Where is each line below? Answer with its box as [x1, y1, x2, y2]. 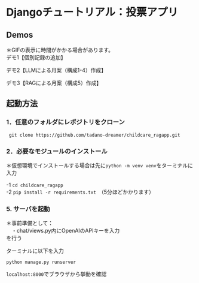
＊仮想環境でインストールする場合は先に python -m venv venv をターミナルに [6, 161, 193, 168]
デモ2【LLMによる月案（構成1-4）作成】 [6, 67, 106, 74]
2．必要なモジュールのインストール [6, 147, 108, 155]
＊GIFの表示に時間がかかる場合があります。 [6, 46, 114, 53]
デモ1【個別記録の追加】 [6, 54, 66, 61]
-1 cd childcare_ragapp [6, 181, 64, 188]
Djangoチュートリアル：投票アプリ [6, 5, 179, 19]
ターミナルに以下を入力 [6, 247, 64, 255]
